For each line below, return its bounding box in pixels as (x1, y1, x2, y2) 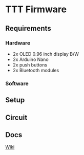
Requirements (5, 24, 51, 33)
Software (5, 80, 29, 87)
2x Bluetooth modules (12, 67, 59, 73)
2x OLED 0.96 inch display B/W (12, 51, 79, 57)
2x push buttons (12, 61, 48, 68)
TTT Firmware (5, 4, 67, 15)
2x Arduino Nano (12, 56, 49, 62)
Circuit (5, 113, 28, 122)
